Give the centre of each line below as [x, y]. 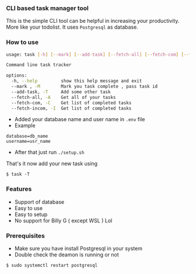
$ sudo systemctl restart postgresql [52, 266]
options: [17, 76]
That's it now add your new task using [52, 164]
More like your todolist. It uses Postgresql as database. [72, 27]
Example [25, 126]
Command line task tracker [39, 65]
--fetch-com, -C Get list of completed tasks [71, 103]
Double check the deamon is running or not [67, 255]
